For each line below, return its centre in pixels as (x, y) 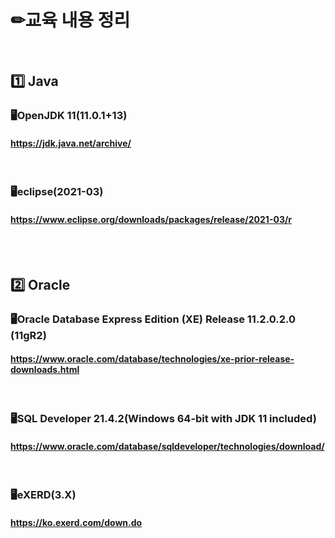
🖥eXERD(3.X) (43, 495)
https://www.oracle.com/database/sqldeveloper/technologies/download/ (167, 446)
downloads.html (45, 370)
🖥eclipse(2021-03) (57, 192)
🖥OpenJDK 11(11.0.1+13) (69, 116)
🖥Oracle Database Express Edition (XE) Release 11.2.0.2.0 (153, 319)
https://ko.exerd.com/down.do (76, 522)
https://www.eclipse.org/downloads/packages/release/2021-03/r (151, 219)
